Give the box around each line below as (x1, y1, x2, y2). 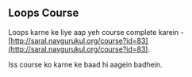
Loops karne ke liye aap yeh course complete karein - (8, 27, 184, 37)
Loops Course (8, 6, 79, 20)
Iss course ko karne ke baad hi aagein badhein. (8, 60, 163, 69)
